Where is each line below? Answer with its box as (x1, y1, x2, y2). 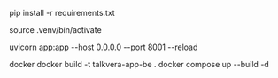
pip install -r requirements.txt (9, 8, 115, 18)
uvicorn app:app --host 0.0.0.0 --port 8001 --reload (9, 42, 198, 52)
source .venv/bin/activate (9, 25, 102, 35)
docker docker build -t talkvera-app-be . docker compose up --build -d (9, 59, 270, 69)
